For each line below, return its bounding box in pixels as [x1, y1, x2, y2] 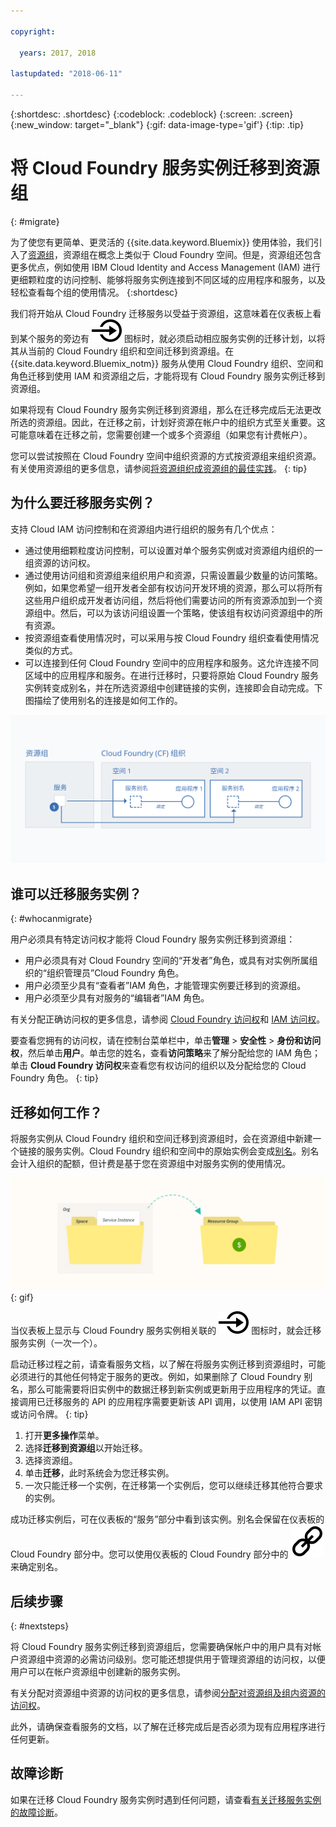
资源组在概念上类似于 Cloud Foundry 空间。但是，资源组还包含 [62, 248, 322, 260]
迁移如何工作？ [10, 1104, 103, 1121]
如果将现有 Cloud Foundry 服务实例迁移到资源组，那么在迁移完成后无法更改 [10, 403, 322, 415]
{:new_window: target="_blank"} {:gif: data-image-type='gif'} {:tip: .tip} [10, 118, 305, 130]
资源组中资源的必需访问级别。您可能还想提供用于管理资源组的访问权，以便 [18, 1653, 326, 1665]
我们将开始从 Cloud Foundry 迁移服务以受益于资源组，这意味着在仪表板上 [10, 307, 313, 319]
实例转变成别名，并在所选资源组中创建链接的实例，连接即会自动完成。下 [24, 681, 323, 694]
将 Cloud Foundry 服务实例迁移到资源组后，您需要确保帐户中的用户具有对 [10, 1640, 313, 1652]
